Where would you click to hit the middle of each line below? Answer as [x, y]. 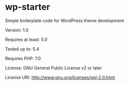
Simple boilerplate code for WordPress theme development [65, 21]
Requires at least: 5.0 [26, 39]
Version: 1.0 [17, 30]
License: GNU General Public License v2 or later [54, 68]
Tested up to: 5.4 [22, 49]
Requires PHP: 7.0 [23, 58]
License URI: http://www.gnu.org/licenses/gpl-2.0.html [60, 77]
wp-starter [28, 7]
